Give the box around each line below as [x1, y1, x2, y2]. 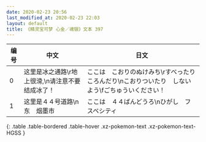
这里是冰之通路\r [23, 68, 72, 77]
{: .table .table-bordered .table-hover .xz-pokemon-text [6, 123, 147, 130]
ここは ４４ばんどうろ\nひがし [86, 97, 179, 106]
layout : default [6, 20, 48, 26]
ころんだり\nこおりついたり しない [86, 77, 191, 86]
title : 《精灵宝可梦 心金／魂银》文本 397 [6, 26, 104, 32]
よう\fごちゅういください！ [86, 86, 166, 95]
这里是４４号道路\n [23, 97, 79, 106]
